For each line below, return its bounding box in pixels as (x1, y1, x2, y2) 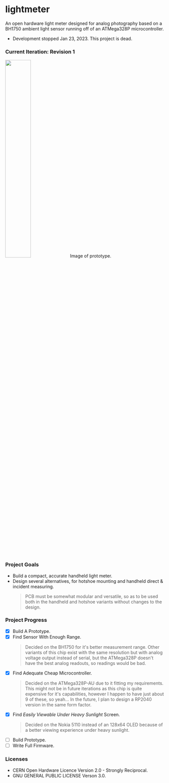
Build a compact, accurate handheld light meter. (12, 573, 112, 579)
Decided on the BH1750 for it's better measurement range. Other (25, 644, 160, 650)
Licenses (5, 756, 28, 763)
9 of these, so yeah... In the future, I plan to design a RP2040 (25, 696, 152, 702)
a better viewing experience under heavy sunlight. (25, 727, 130, 733)
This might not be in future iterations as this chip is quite (25, 686, 142, 692)
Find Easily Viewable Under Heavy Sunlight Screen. (12, 712, 120, 718)
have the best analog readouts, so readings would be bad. (25, 660, 146, 666)
